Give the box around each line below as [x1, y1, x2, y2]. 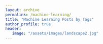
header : [5, 26, 22, 31]
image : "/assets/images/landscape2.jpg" [12, 31, 99, 36]
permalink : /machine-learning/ [5, 12, 72, 17]
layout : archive [5, 7, 40, 13]
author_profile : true [5, 21, 51, 27]
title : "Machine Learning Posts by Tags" [5, 17, 94, 22]
